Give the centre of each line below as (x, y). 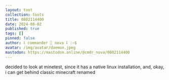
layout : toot (19, 10)
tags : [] (14, 33)
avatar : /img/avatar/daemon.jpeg (40, 48)
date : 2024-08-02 (24, 24)
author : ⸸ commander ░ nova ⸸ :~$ (41, 43)
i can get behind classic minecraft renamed (50, 72)
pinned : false (20, 38)
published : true (22, 29)
